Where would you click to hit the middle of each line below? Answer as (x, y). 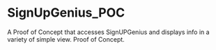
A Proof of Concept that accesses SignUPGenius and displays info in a (109, 32)
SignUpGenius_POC (66, 13)
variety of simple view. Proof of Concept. (66, 39)
